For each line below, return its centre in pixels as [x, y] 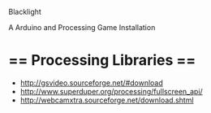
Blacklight [25, 12]
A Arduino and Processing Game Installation [82, 27]
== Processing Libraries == [102, 61]
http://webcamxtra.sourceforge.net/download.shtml [107, 100]
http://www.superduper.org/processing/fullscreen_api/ [111, 91]
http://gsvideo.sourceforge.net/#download [92, 83]
